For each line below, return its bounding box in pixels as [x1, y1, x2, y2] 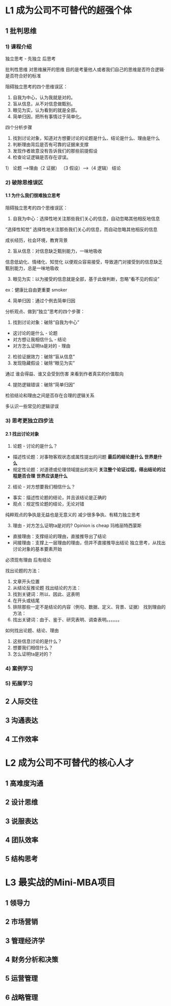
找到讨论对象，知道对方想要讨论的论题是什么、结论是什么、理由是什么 [12, 135, 160, 141]
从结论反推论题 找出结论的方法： [12, 585, 81, 591]
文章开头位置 [12, 579, 40, 585]
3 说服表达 [5, 817, 38, 825]
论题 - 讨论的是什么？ [12, 443, 58, 449]
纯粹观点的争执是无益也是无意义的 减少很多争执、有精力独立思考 [5, 512, 140, 518]
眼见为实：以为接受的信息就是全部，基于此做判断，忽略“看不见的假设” [12, 276, 160, 282]
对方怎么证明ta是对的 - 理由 [12, 343, 71, 349]
